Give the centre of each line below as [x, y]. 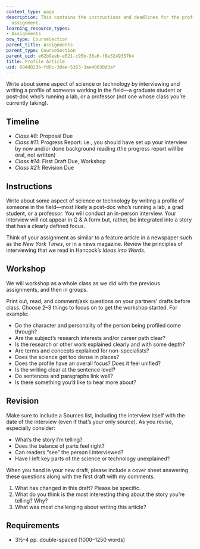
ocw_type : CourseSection [37, 39]
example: [17, 314]
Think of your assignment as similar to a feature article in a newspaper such [99, 238]
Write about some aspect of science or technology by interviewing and [93, 84]
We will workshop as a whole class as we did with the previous [83, 283]
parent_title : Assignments [40, 45]
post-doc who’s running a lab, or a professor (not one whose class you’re [96, 96]
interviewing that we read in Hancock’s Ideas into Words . [76, 250]
